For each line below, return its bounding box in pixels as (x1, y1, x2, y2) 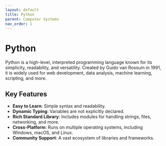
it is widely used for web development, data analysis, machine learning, (5, 70, 152, 76)
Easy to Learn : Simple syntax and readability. (12, 103, 106, 109)
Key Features (5, 89, 47, 98)
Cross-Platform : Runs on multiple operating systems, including (12, 124, 143, 130)
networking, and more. (12, 119, 59, 125)
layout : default (5, 7, 39, 12)
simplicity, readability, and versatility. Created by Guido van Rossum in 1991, (5, 64, 161, 70)
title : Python (5, 12, 35, 17)
